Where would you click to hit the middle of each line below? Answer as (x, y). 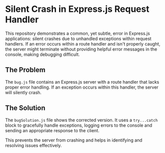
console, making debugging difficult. (43, 54)
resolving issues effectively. (33, 145)
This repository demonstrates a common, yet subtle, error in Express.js (78, 33)
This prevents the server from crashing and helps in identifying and (74, 140)
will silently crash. (23, 92)
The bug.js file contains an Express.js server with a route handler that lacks (82, 82)
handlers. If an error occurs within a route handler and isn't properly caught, (83, 44)
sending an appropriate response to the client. (52, 130)
